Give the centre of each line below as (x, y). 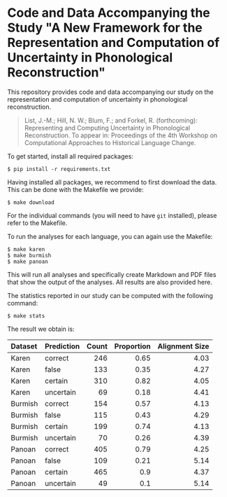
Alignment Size (183, 346)
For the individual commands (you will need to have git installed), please (112, 215)
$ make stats (26, 316)
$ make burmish (29, 255)
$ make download (31, 202)
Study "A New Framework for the (105, 28)
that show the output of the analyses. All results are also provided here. (110, 282)
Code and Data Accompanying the (109, 13)
